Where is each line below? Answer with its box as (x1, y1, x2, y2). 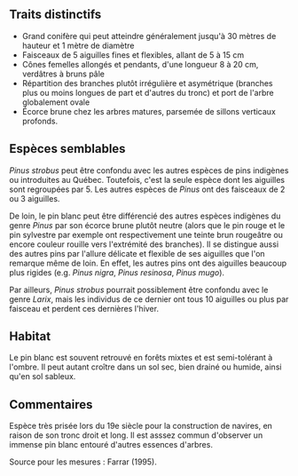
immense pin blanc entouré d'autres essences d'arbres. (9, 440, 213, 450)
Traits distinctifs (9, 7, 102, 22)
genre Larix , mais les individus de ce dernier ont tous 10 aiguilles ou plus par (9, 293, 289, 305)
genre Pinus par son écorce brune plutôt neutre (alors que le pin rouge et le (9, 219, 286, 230)
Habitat (9, 329, 51, 345)
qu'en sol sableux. (9, 371, 76, 382)
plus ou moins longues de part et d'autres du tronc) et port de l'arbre (21, 87, 274, 98)
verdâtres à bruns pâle (21, 68, 105, 79)
